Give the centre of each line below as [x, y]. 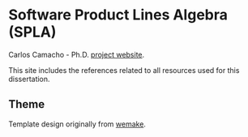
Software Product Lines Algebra [118, 15]
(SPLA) [32, 32]
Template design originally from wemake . [77, 124]
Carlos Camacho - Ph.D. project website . [77, 54]
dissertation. [29, 79]
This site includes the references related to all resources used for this [124, 70]
